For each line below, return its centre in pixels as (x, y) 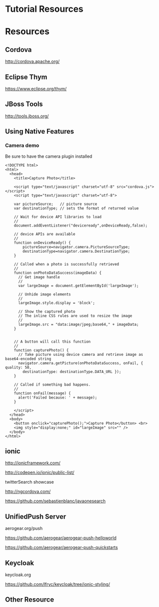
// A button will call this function (52, 342)
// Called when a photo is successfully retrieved (67, 264)
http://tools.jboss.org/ (27, 116)
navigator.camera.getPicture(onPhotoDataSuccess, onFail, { (80, 363)
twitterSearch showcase (30, 482)
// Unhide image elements (44, 294)
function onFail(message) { (42, 393)
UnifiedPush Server (36, 516)
